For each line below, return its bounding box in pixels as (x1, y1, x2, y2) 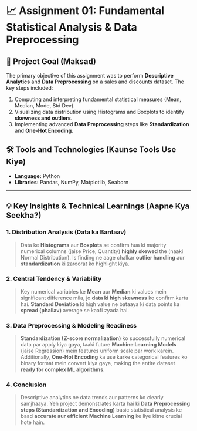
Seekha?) (6, 210, 42, 220)
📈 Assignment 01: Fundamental (6, 4, 165, 18)
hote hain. (20, 419, 45, 426)
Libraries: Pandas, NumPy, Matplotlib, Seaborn (14, 179, 129, 186)
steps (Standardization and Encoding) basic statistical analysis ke (20, 406, 182, 413)
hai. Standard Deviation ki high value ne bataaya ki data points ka (20, 300, 180, 308)
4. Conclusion (6, 381, 47, 389)
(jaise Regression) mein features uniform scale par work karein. (20, 347, 174, 355)
